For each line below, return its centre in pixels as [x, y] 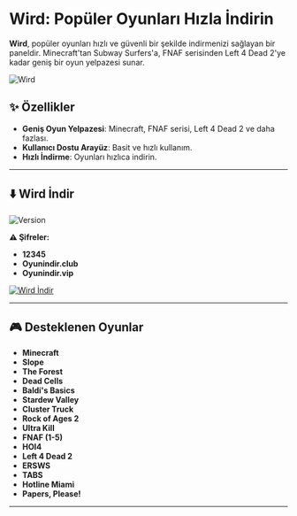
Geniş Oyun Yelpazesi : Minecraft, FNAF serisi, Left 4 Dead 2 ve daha [148, 128]
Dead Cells [42, 381]
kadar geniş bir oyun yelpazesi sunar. [77, 62]
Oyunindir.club [50, 263]
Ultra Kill [38, 428]
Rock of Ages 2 [50, 419]
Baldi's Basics [48, 390]
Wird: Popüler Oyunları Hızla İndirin [141, 19]
